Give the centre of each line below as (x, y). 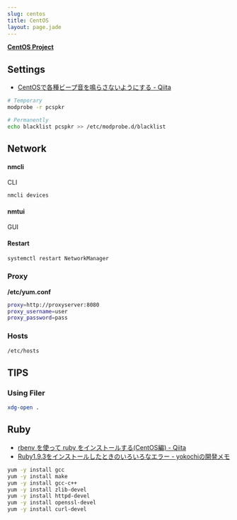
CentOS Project (31, 47)
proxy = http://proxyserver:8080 (53, 305)
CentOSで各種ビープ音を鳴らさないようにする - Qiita (94, 87)
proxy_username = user (38, 311)
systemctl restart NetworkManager (58, 258)
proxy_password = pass (38, 318)
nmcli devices (28, 195)
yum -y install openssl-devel (52, 503)
